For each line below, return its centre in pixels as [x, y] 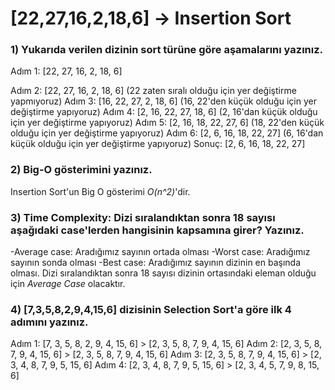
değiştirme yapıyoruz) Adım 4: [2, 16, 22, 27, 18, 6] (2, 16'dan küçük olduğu [164, 112]
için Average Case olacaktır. [68, 284]
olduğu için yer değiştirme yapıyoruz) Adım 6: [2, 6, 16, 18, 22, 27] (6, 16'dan [167, 133]
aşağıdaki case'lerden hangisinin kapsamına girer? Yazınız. [157, 230]
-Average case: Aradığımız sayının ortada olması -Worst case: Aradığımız [160, 252]
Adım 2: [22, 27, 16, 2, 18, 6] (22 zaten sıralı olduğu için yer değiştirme [153, 91]
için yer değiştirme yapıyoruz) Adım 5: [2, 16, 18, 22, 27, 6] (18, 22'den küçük [167, 123]
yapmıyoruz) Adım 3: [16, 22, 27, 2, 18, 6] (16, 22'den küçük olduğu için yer [163, 101]
